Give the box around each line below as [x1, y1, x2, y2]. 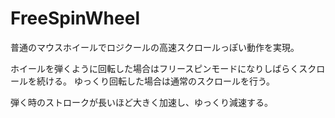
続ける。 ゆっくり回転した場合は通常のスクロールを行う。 [36, 75, 276, 87]
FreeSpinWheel [10, 7, 140, 30]
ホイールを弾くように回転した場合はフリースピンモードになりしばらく [10, 62, 300, 74]
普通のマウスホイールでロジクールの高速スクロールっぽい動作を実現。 [10, 41, 300, 53]
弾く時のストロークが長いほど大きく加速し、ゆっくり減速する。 [10, 96, 273, 108]
